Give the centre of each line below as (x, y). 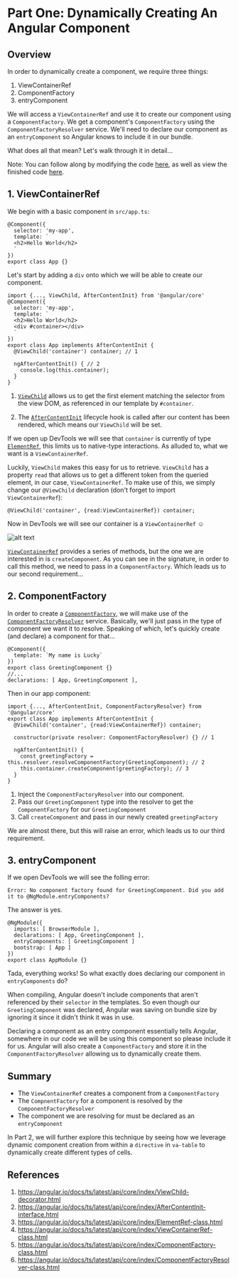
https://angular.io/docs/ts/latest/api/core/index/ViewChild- (103, 1192)
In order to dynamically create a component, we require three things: (108, 71)
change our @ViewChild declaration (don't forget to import (92, 490)
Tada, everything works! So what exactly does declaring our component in (116, 973)
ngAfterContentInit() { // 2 (57, 364)
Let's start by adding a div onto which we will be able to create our (105, 274)
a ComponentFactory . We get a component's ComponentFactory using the (111, 122)
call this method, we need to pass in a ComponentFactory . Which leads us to (117, 566)
